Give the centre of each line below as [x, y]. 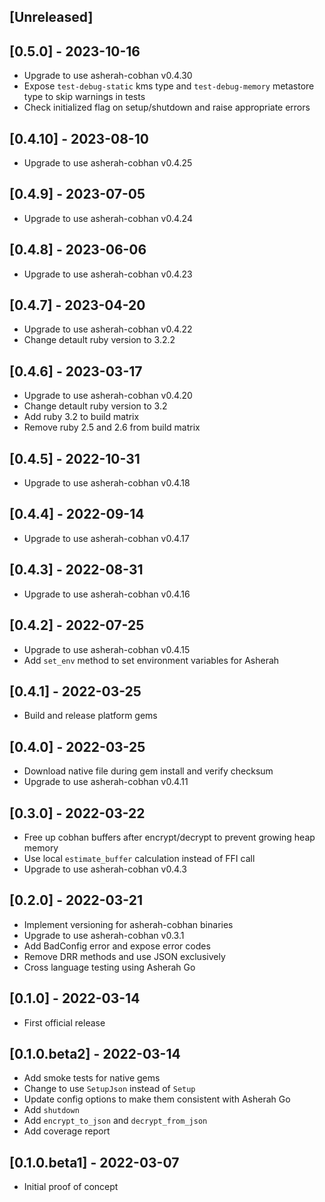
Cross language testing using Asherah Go [109, 967]
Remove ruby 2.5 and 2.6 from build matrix [112, 427]
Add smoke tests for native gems [92, 1078]
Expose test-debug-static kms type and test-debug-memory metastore [169, 86]
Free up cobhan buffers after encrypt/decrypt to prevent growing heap [169, 837]
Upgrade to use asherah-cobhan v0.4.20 [108, 396]
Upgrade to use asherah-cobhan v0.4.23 [108, 274]
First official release [64, 1022]
